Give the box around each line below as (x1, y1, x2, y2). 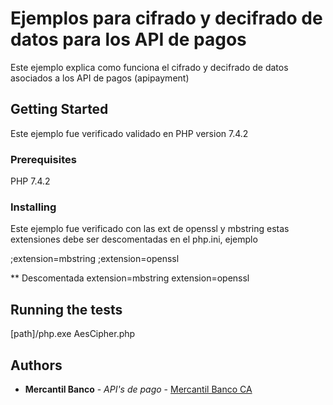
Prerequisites (10, 152, 77, 166)
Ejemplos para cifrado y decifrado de (10, 7, 323, 30)
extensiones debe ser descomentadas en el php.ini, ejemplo (10, 233, 258, 246)
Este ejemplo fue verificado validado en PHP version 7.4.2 (10, 127, 249, 139)
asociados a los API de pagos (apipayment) (10, 72, 190, 84)
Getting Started (10, 101, 109, 118)
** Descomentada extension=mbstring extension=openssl (10, 272, 250, 284)
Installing (10, 200, 57, 214)
